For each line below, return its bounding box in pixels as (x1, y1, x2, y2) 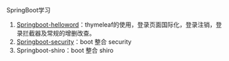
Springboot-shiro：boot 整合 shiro (16, 47, 114, 54)
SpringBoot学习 (6, 6, 51, 14)
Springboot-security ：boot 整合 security (16, 38, 132, 46)
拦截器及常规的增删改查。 (22, 29, 96, 37)
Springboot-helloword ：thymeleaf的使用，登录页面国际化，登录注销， (16, 21, 217, 29)
